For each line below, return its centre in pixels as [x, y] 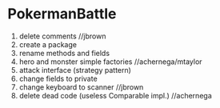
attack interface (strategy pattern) [75, 70]
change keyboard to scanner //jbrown [81, 87]
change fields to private [58, 78]
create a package [48, 44]
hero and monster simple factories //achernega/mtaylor [110, 62]
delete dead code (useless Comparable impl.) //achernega [116, 95]
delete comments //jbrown [62, 36]
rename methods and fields [64, 53]
